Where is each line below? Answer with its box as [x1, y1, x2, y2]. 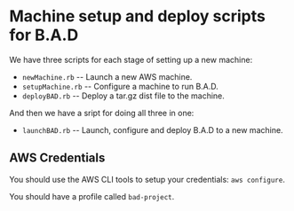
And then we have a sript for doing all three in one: [9, 107, 195, 118]
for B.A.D [9, 25, 79, 45]
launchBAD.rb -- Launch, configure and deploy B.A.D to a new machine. [21, 124, 283, 135]
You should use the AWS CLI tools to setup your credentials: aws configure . [9, 174, 286, 184]
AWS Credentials [9, 151, 106, 166]
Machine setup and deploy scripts [9, 6, 266, 27]
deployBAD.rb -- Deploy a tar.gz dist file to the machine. [21, 90, 225, 101]
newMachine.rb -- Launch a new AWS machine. [21, 71, 193, 82]
